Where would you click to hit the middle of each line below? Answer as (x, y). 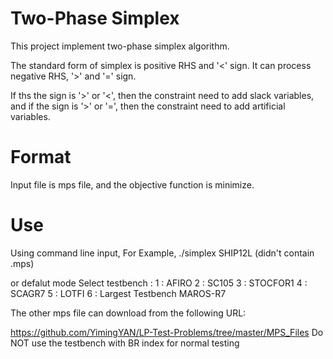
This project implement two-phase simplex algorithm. (120, 46)
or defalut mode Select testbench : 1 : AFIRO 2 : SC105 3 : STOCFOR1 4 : (159, 283)
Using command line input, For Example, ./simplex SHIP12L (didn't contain (162, 253)
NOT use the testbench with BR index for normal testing (125, 343)
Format (41, 157)
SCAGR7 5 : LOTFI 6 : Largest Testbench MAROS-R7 (118, 293)
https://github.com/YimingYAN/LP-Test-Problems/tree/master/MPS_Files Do (167, 332)
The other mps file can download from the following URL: (128, 313)
